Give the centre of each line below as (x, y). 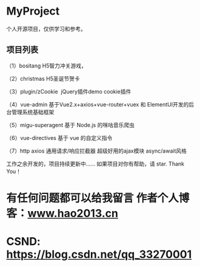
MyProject (33, 11)
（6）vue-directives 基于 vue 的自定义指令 (59, 137)
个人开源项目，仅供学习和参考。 (46, 29)
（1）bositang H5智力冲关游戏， (46, 66)
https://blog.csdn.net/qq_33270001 (99, 255)
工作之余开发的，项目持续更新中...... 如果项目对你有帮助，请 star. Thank (95, 164)
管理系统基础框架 (33, 112)
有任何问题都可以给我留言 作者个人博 (98, 198)
